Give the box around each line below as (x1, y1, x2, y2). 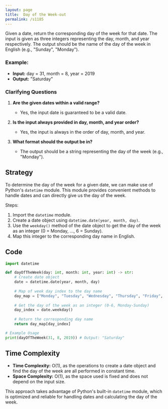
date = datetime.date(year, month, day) (14, 279, 100, 284)
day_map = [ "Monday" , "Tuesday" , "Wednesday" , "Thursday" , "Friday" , (14, 293, 163, 298)
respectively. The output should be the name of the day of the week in (5, 41, 151, 47)
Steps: (5, 202, 19, 208)
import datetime (5, 261, 39, 266)
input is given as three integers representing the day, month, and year (5, 36, 150, 42)
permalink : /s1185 (5, 17, 44, 22)
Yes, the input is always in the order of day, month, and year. (20, 129, 146, 135)
